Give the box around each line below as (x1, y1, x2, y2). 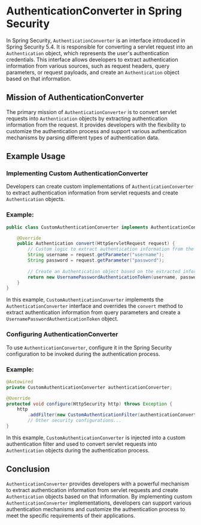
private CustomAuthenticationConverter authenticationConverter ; (6, 384, 172, 391)
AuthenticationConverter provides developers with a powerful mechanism (6, 480, 190, 487)
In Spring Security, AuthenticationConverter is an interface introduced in (6, 37, 185, 44)
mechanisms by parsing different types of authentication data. (6, 134, 160, 141)
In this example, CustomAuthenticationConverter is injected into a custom (6, 434, 185, 441)
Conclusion (6, 464, 50, 475)
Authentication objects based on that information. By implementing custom (6, 493, 193, 500)
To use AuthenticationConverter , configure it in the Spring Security (6, 344, 172, 351)
